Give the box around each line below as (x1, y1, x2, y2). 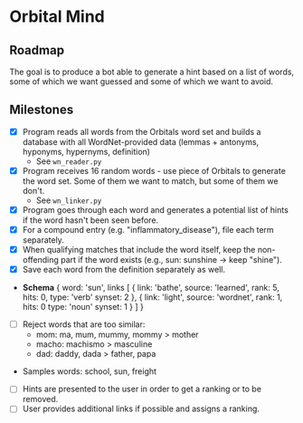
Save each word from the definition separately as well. (22, 264, 226, 275)
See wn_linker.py (35, 195, 102, 206)
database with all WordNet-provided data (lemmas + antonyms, (22, 136, 260, 147)
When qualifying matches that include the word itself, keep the (22, 245, 256, 255)
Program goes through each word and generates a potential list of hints (22, 204, 289, 215)
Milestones (9, 102, 74, 118)
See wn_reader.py (35, 156, 102, 167)
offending (22, 255, 59, 265)
